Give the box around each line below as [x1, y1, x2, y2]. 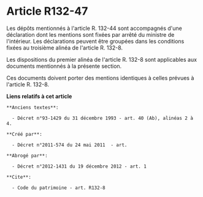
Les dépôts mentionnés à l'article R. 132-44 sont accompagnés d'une [6, 24, 182, 32]
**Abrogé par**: [6, 152, 48, 158]
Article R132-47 [6, 4, 88, 18]
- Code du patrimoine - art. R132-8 [12, 185, 105, 191]
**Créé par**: [6, 131, 43, 137]
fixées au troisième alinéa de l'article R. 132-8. [6, 44, 123, 51]
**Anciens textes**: [6, 104, 59, 111]
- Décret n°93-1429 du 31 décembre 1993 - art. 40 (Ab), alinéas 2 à [12, 115, 193, 121]
